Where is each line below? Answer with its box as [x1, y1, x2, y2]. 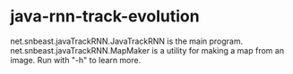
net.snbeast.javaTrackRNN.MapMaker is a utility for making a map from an [10, 45, 285, 55]
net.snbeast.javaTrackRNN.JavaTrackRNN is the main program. [10, 36, 244, 46]
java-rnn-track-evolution [10, 6, 200, 27]
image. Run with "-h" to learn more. [10, 54, 142, 65]
